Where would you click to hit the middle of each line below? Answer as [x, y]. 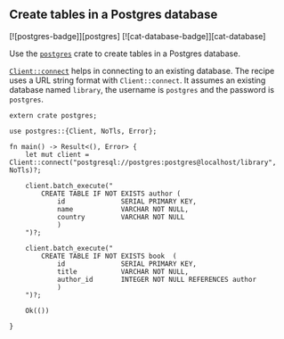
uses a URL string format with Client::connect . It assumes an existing [138, 80]
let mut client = [57, 154]
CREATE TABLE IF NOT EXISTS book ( [109, 256]
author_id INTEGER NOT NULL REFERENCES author [156, 279]
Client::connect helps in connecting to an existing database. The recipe [142, 70]
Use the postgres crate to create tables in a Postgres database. [125, 54]
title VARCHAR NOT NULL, [123, 271]
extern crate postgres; [53, 115]
